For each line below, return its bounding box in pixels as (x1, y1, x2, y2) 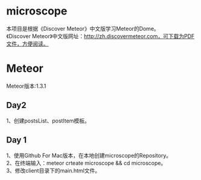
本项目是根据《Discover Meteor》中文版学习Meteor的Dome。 (6, 25, 160, 32)
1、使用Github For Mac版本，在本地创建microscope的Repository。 (6, 152, 172, 159)
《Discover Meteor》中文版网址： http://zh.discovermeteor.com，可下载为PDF (6, 32, 195, 40)
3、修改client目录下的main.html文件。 (6, 167, 101, 174)
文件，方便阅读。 (6, 40, 49, 47)
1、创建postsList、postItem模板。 (6, 117, 90, 124)
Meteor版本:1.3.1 (6, 82, 46, 89)
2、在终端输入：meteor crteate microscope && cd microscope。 (6, 159, 167, 167)
